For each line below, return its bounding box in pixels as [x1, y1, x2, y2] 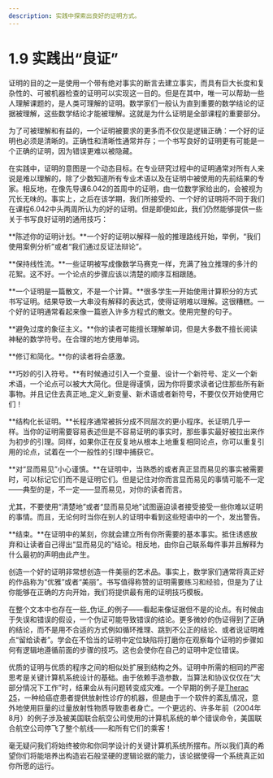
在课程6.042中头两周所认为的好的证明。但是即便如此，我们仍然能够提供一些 [8, 204, 263, 214]
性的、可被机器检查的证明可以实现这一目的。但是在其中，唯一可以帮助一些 [15, 88, 265, 98]
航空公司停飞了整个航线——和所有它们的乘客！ [15, 723, 172, 732]
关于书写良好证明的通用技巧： [8, 214, 108, 224]
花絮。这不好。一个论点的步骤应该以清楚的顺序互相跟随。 [8, 269, 201, 279]
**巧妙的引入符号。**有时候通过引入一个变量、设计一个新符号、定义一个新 [8, 368, 258, 378]
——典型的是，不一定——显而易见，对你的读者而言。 [8, 485, 187, 494]
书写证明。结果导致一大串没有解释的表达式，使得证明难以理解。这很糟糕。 [8, 296, 258, 306]
